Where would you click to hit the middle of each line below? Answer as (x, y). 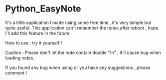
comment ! (16, 72)
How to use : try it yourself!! (34, 42)
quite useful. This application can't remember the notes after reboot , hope (82, 27)
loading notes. (20, 57)
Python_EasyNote (43, 9)
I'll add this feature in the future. (38, 33)
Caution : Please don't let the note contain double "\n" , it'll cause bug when (83, 52)
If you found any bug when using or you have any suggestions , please (78, 67)
